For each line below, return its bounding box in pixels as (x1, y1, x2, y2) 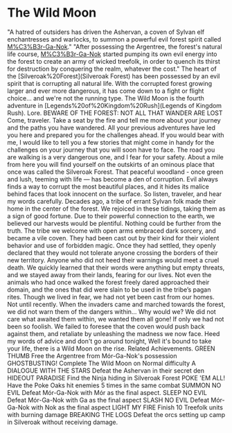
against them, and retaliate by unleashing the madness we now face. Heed (7, 329, 220, 337)
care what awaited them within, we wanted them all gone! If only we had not (7, 315, 224, 323)
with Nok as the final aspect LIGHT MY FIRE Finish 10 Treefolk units (30, 403, 224, 412)
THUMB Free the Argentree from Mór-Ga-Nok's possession (7, 351, 177, 360)
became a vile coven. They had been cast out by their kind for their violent (7, 233, 220, 242)
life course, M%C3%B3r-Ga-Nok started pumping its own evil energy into (7, 50, 217, 58)
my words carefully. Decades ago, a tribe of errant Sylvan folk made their (7, 197, 217, 205)
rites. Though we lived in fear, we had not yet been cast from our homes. (7, 292, 215, 301)
